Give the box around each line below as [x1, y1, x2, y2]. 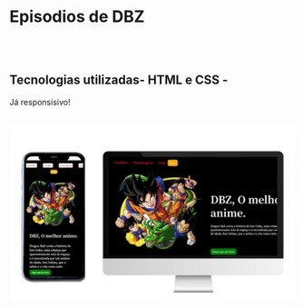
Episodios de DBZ [9, 6, 145, 27]
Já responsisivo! [9, 96, 71, 107]
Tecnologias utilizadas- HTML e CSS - [9, 73, 229, 88]
